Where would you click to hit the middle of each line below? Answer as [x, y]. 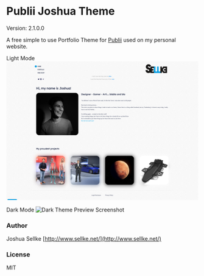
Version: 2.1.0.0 [25, 28]
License [18, 254]
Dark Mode [20, 210]
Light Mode [21, 58]
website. [17, 46]
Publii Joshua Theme [61, 11]
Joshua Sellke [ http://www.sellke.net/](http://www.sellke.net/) [84, 238]
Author [17, 225]
